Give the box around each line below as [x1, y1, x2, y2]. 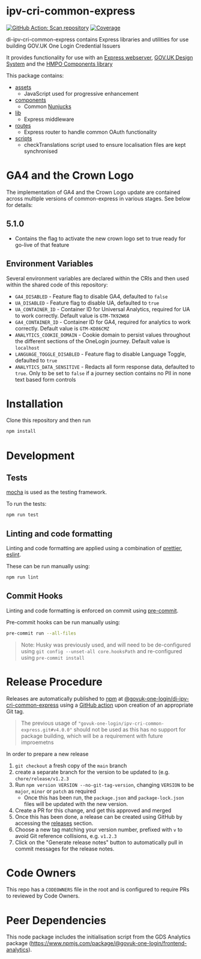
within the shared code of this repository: [6, 281, 108, 288]
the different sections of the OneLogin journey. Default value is [14, 337, 170, 344]
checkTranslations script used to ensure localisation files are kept [23, 141, 186, 148]
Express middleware [23, 116, 74, 123]
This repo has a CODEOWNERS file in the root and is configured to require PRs [6, 886, 190, 893]
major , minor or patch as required [14, 787, 97, 795]
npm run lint [6, 574, 39, 580]
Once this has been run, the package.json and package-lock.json [23, 793, 184, 801]
